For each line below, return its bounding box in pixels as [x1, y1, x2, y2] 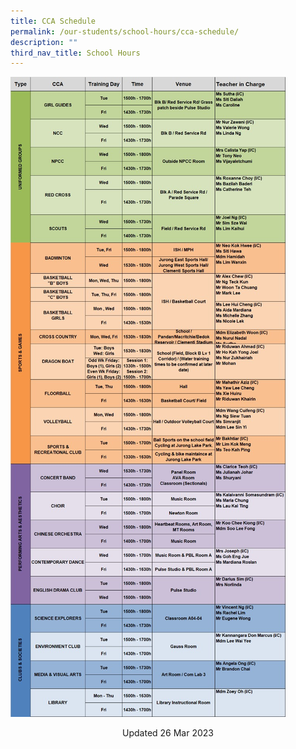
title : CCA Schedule [10, 16, 97, 26]
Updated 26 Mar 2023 [122, 727, 214, 739]
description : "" [10, 37, 78, 47]
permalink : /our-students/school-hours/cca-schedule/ [10, 26, 240, 37]
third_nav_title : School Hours [10, 48, 141, 58]
